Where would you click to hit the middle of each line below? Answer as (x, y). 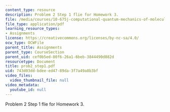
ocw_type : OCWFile (25, 43)
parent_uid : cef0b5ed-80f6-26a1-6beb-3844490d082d (60, 57)
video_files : (19, 76)
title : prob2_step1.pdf (30, 66)
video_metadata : (22, 85)
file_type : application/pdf (35, 24)
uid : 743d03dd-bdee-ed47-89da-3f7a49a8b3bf (52, 71)
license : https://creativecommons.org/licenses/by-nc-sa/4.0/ (72, 38)
